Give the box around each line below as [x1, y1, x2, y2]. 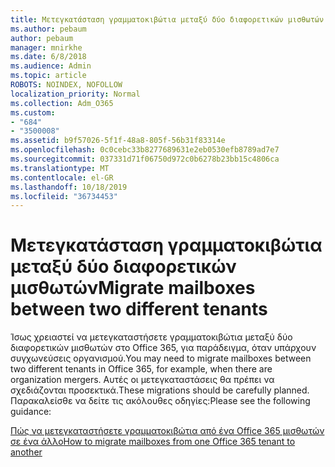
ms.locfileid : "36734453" [10, 191, 118, 201]
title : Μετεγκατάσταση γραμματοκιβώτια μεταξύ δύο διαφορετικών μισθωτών [10, 14, 325, 25]
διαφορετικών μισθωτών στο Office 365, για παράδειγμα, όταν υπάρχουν [10, 342, 317, 354]
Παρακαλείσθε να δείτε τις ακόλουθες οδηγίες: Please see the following [10, 395, 311, 407]
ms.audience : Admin [10, 61, 92, 71]
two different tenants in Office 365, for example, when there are [10, 363, 273, 375]
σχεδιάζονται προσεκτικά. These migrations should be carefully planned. [10, 384, 310, 396]
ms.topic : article [10, 71, 87, 81]
